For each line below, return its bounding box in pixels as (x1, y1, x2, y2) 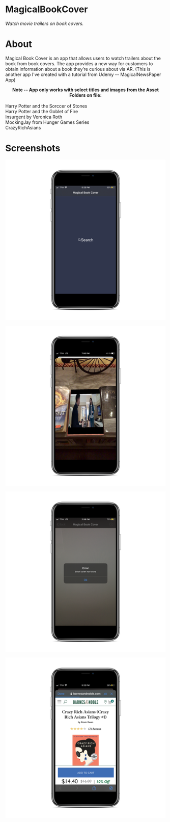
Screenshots (5, 143, 61, 154)
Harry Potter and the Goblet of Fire (5, 108, 78, 114)
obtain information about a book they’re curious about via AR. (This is (5, 66, 151, 72)
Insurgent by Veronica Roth (5, 114, 63, 120)
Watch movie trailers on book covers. (5, 20, 84, 26)
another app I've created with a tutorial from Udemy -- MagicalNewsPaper (5, 71, 161, 77)
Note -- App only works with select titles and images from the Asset (12, 87, 159, 93)
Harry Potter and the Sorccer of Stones (5, 103, 88, 109)
